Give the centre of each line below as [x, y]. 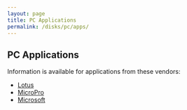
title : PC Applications [42, 20]
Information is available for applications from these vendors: [94, 72]
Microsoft [31, 100]
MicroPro [30, 93]
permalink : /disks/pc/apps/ [48, 26]
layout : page [26, 14]
